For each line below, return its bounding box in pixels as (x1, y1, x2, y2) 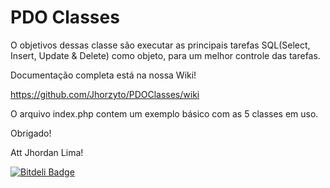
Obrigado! (10, 127, 52, 139)
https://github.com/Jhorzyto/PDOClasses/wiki (10, 88, 200, 100)
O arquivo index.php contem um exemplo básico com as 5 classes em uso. (10, 107, 319, 120)
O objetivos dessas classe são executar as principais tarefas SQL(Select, (10, 39, 311, 51)
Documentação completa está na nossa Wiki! (10, 69, 197, 81)
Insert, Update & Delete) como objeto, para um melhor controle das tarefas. (10, 49, 321, 61)
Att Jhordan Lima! (10, 146, 84, 158)
